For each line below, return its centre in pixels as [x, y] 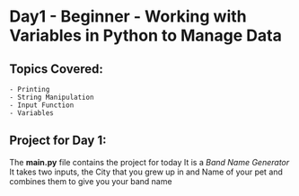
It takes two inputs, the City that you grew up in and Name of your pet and [146, 172]
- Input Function [42, 105]
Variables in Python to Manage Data [146, 36]
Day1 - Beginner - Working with [128, 17]
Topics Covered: [56, 69]
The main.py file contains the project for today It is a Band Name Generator [149, 162]
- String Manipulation [52, 97]
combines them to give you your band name [91, 181]
